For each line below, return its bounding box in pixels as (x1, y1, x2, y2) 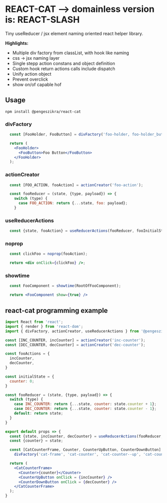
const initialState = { (5, 374, 55, 379)
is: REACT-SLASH (5, 14, 80, 25)
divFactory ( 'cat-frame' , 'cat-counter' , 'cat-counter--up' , (14, 452, 141, 457)
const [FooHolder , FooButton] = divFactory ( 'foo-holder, (9, 132, 130, 137)
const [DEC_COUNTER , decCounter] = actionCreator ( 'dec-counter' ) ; (5, 342, 146, 347)
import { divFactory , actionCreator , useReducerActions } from (5, 328, 139, 334)
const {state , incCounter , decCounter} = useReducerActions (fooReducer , (9, 434, 164, 439)
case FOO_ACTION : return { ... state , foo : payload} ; (18, 201, 128, 206)
